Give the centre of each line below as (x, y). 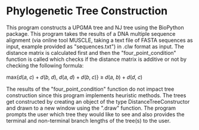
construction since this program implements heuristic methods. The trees (96, 95)
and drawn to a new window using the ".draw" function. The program (91, 108)
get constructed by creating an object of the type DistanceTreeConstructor (98, 101)
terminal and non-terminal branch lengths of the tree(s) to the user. (88, 120)
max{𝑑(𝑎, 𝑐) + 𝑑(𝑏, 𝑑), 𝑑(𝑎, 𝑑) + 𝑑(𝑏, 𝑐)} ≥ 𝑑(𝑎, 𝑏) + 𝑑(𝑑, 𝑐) (74, 77)
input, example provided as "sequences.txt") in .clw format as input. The (95, 47)
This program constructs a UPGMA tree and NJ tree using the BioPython (95, 27)
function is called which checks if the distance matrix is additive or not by (96, 59)
